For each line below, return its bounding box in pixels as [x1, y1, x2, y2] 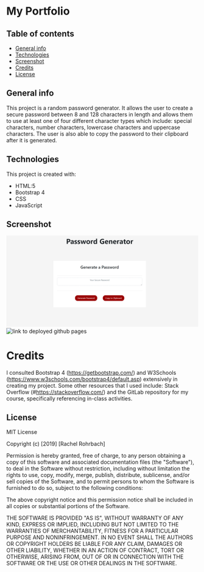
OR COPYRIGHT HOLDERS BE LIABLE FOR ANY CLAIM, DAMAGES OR [6, 540, 183, 548]
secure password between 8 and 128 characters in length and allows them [6, 111, 193, 118]
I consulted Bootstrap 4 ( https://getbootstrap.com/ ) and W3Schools [6, 369, 177, 376]
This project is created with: [6, 170, 76, 178]
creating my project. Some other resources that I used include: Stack [6, 382, 179, 389]
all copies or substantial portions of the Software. [6, 503, 130, 510]
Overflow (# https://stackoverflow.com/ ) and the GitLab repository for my [6, 388, 189, 396]
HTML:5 [15, 182, 36, 189]
